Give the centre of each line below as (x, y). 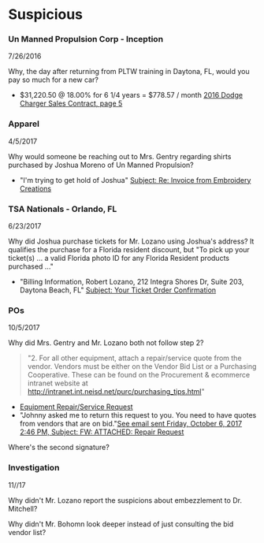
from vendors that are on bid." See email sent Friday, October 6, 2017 (131, 424)
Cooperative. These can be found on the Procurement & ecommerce (139, 375)
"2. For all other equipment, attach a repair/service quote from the (134, 358)
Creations (35, 188)
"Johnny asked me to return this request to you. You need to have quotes (138, 415)
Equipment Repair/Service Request (76, 407)
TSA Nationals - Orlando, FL (63, 209)
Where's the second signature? (59, 448)
